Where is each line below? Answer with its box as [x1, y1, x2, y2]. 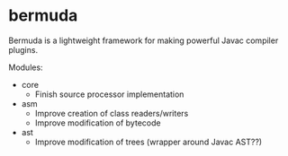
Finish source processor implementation [34, 89, 184, 100]
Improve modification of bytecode [34, 117, 161, 128]
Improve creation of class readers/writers [34, 108, 189, 118]
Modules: [8, 62, 43, 73]
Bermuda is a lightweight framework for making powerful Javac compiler [8, 35, 279, 46]
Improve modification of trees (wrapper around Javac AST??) [34, 136, 263, 147]
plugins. [8, 44, 38, 55]
